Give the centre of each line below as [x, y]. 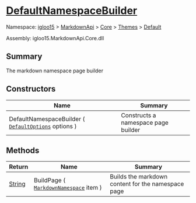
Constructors [31, 89]
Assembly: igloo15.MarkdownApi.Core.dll [55, 38]
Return [19, 167]
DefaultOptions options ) [43, 126]
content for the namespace [147, 184]
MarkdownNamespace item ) [68, 188]
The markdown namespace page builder [55, 71]
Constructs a [139, 115]
